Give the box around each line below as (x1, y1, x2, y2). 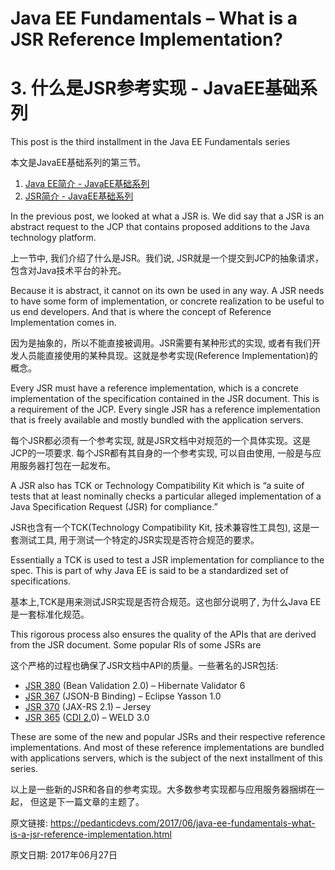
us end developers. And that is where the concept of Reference (10, 306, 272, 318)
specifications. (10, 575, 72, 587)
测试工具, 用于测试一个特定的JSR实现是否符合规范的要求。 (18, 534, 260, 546)
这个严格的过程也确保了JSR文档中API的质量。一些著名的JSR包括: (10, 660, 279, 672)
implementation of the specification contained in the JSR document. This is (10, 393, 320, 405)
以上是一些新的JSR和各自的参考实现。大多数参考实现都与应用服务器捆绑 (10, 783, 307, 796)
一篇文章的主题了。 (64, 796, 145, 808)
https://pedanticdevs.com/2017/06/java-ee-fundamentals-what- (49, 817, 316, 829)
